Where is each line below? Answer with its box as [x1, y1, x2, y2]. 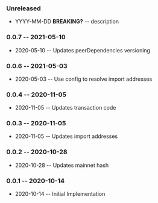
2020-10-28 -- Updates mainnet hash [14, 161, 109, 169]
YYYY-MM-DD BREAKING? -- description [14, 18, 119, 25]
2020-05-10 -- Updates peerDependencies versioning [14, 46, 151, 54]
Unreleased [6, 4, 41, 13]
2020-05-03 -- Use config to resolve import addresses [14, 75, 153, 83]
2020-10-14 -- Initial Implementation [14, 190, 106, 198]
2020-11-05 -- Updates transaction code [14, 104, 116, 111]
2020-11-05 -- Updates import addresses [14, 133, 118, 140]
